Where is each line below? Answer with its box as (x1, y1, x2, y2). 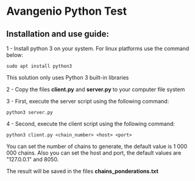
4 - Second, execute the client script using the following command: (6, 120, 175, 127)
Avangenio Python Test (6, 4, 127, 18)
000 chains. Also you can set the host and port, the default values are (6, 149, 182, 157)
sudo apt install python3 (6, 63, 72, 69)
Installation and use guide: (6, 29, 110, 39)
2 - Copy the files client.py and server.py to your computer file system (6, 86, 185, 93)
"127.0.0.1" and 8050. (6, 156, 59, 163)
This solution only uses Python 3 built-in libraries (6, 74, 129, 81)
